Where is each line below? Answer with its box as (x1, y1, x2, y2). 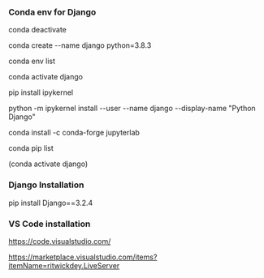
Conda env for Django (8, 6, 97, 18)
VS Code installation (8, 218, 91, 229)
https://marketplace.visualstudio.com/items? (8, 252, 158, 262)
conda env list (8, 56, 55, 66)
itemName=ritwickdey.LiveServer (8, 260, 120, 270)
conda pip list (8, 143, 54, 153)
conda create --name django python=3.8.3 (8, 41, 152, 50)
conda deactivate (8, 25, 67, 35)
